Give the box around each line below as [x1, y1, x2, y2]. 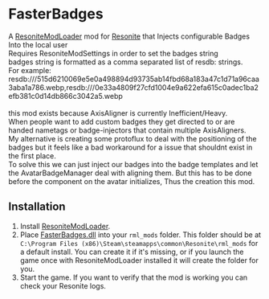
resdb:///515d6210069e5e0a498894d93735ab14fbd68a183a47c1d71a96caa [8, 74, 259, 84]
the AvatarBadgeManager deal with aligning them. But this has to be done [8, 168, 252, 178]
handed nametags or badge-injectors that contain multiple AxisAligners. [8, 125, 247, 135]
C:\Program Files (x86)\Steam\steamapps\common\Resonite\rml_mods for [19, 238, 259, 248]
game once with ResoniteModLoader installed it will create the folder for [19, 255, 259, 265]
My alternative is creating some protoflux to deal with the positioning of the [8, 133, 257, 143]
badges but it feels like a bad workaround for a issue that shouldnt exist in [8, 142, 253, 152]
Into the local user [8, 39, 68, 49]
